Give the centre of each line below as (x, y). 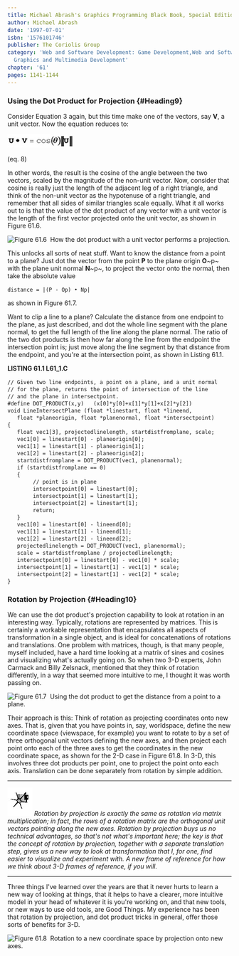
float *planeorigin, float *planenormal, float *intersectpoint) (116, 418)
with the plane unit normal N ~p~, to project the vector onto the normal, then (118, 268)
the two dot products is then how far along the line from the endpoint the (114, 339)
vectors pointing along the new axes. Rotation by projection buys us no (112, 829)
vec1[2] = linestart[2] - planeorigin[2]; (80, 453)
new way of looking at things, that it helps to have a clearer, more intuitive (115, 894)
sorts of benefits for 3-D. (44, 925)
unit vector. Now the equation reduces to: (68, 124)
